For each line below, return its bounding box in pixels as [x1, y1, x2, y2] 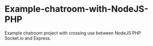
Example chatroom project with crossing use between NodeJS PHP [4, 30, 141, 36]
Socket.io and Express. [4, 35, 51, 41]
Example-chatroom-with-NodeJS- [4, 3, 149, 15]
